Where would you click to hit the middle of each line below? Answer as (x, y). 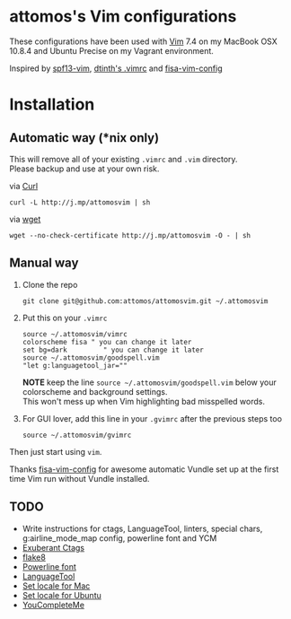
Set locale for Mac (56, 586)
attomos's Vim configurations (123, 17)
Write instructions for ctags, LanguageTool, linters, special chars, (142, 528)
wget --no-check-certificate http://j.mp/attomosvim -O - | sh (130, 235)
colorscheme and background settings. (95, 391)
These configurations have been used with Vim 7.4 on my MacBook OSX (143, 41)
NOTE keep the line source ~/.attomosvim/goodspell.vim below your (149, 382)
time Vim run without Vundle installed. (79, 478)
